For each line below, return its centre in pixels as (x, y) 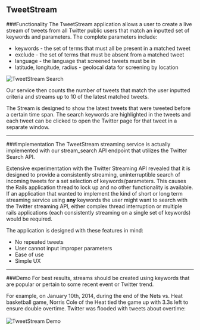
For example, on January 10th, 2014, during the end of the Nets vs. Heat (95, 296)
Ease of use (29, 254)
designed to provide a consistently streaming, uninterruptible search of (93, 174)
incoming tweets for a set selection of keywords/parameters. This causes (96, 181)
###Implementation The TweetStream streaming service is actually (88, 144)
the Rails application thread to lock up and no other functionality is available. (100, 187)
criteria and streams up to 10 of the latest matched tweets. (78, 96)
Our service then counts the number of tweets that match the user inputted (98, 90)
